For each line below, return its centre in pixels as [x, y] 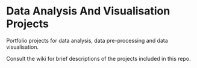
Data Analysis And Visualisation [88, 11]
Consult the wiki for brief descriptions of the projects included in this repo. [98, 58]
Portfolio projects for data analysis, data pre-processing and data [87, 40]
